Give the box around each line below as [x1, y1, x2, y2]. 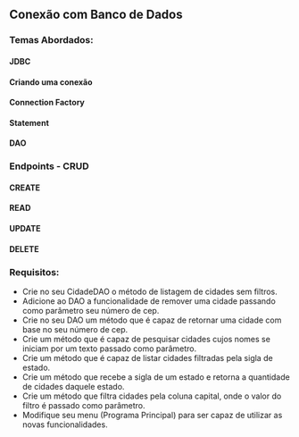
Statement [9, 117, 49, 128]
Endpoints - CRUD [9, 160, 89, 172]
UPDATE [9, 223, 41, 233]
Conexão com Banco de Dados [9, 7, 183, 22]
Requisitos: [9, 265, 60, 278]
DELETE [9, 243, 39, 254]
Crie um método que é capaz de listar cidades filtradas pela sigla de [21, 352, 274, 363]
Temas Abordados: [9, 34, 94, 46]
